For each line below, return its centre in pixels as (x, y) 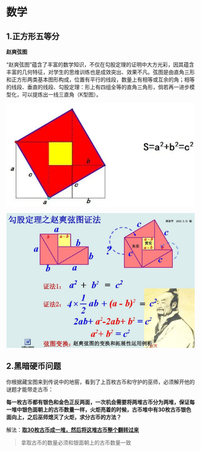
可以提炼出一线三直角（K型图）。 (62, 94)
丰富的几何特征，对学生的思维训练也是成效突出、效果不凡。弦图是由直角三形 (100, 72)
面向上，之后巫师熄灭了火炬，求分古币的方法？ (64, 417)
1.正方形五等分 (33, 36)
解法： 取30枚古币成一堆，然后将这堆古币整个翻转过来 (73, 430)
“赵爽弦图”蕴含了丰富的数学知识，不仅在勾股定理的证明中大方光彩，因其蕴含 (100, 64)
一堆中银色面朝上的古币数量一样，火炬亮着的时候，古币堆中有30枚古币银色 (99, 409)
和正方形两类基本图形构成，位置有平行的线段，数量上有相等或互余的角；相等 (100, 79)
